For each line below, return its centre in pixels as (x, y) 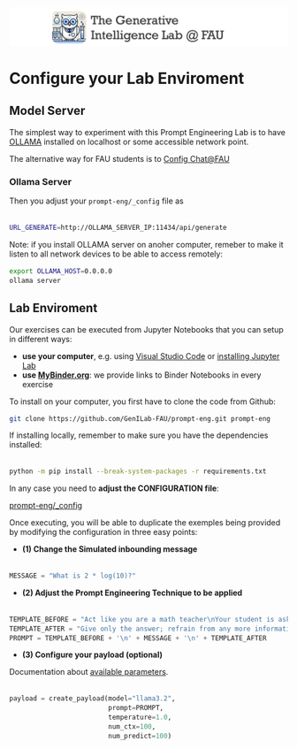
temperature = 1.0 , (140, 717)
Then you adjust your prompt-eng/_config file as (96, 201)
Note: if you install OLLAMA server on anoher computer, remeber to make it (147, 244)
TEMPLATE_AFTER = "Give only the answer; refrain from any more (130, 629)
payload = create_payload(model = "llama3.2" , (92, 699)
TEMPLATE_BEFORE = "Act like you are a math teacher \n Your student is (142, 619)
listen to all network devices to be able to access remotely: (116, 254)
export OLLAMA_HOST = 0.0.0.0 (61, 271)
